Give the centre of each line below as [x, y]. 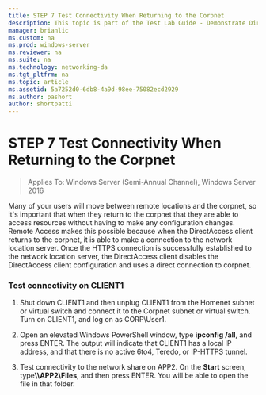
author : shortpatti [40, 104]
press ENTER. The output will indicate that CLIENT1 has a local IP [125, 343]
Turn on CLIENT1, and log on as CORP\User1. [93, 320]
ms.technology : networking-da [58, 67]
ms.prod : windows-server [49, 45]
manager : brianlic [38, 30]
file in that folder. [47, 384]
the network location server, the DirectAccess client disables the [114, 257]
